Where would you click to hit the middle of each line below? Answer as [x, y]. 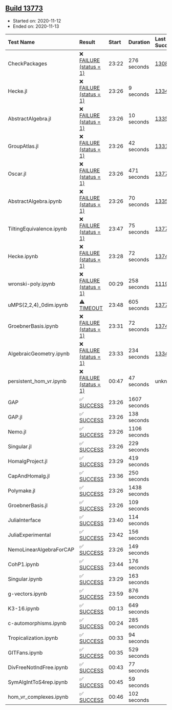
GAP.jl [15, 417]
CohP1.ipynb [24, 564]
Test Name [21, 42]
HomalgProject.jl [28, 461]
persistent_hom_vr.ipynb [37, 381]
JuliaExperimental [29, 535]
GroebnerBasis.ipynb [33, 326]
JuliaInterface [24, 520]
